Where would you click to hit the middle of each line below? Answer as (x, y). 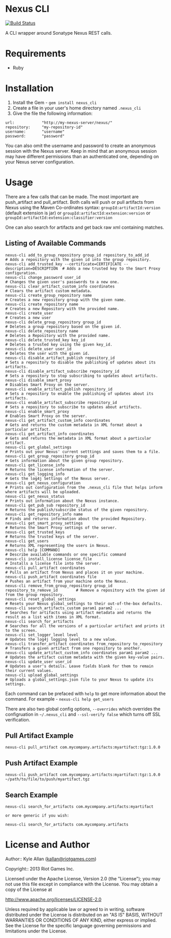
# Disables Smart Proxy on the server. (48, 384)
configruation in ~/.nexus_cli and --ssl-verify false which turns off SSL (83, 714)
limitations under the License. (36, 931)
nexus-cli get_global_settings (38, 447)
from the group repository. (35, 595)
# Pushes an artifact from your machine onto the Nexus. (67, 581)
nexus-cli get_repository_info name (44, 514)
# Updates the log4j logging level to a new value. (61, 639)
